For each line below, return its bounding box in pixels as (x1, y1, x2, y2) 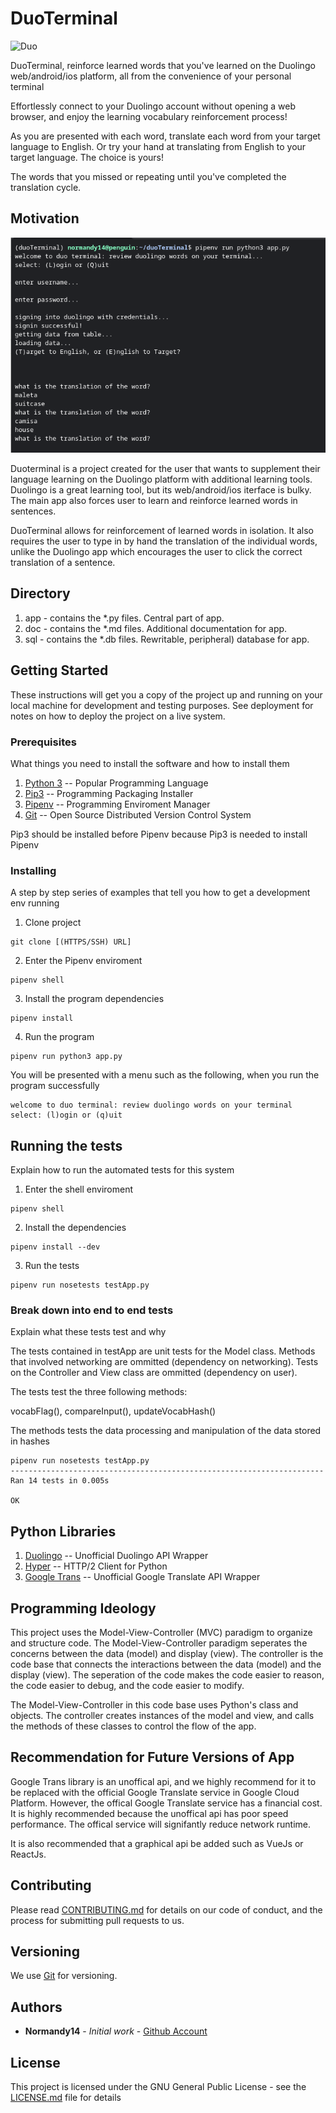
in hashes (10, 1435, 50, 1447)
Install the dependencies (24, 1222, 127, 1233)
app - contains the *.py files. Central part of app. (24, 612, 225, 624)
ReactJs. (10, 1848, 47, 1860)
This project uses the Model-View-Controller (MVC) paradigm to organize (10, 1626, 313, 1638)
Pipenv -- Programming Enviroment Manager (24, 798, 211, 810)
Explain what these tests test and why (10, 1326, 167, 1338)
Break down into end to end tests (10, 1303, 174, 1317)
